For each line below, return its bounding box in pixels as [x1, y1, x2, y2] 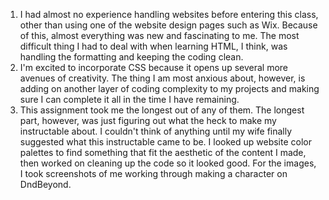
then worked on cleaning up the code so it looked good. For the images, [19, 157, 317, 169]
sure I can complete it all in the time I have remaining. [19, 94, 240, 105]
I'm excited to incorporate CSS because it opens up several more [19, 62, 288, 73]
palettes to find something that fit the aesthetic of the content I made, [19, 147, 307, 158]
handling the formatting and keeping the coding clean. [19, 51, 244, 63]
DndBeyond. [19, 179, 72, 190]
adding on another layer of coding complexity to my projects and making [19, 83, 320, 94]
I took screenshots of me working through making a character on [19, 168, 288, 179]
